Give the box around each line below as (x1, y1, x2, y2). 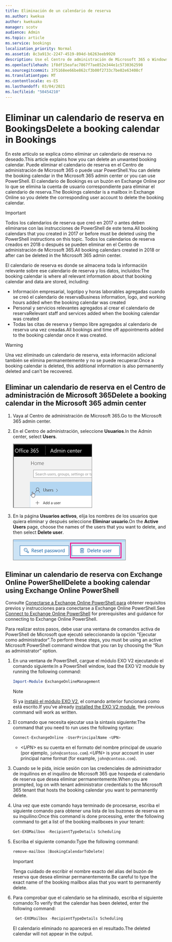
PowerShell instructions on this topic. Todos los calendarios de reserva (5, 236, 155, 242)
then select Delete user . (12, 529, 64, 535)
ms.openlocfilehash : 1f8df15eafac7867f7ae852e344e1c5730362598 (5, 62, 143, 68)
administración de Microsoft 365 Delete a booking (5, 391, 167, 400)
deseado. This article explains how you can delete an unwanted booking (5, 156, 157, 162)
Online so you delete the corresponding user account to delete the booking (5, 194, 164, 200)
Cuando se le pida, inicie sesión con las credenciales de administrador (12, 765, 162, 771)
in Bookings (5, 134, 57, 145)
